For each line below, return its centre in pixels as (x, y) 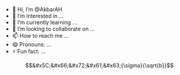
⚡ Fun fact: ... (29, 51)
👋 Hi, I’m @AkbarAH (37, 9)
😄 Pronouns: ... (32, 45)
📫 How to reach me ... (40, 36)
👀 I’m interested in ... (38, 16)
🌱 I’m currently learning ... (45, 22)
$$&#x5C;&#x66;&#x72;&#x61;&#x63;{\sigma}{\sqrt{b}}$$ (99, 65)
